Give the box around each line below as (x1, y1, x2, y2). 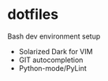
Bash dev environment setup (7, 31, 101, 41)
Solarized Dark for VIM (18, 46, 93, 56)
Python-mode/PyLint (18, 63, 88, 72)
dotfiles (7, 6, 59, 24)
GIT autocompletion (18, 55, 84, 64)
